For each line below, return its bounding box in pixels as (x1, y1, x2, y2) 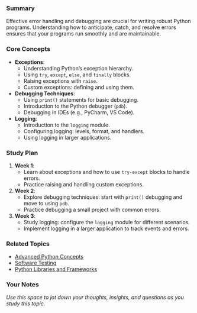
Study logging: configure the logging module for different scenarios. (23, 218, 190, 225)
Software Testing (14, 259, 57, 267)
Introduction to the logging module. (23, 121, 110, 128)
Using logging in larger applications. (23, 134, 112, 141)
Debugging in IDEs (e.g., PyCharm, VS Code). (23, 108, 135, 116)
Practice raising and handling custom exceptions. (23, 180, 144, 188)
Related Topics (6, 240, 50, 248)
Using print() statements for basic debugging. (23, 96, 139, 103)
